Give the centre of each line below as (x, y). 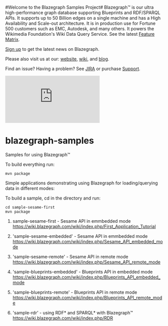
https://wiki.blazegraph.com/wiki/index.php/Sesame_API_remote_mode (87, 262)
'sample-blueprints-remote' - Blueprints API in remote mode (75, 292)
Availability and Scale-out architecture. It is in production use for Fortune (80, 23)
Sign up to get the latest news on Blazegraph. (52, 49)
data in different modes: (30, 188)
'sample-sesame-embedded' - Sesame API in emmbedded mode (80, 236)
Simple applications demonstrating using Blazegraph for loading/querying (82, 183)
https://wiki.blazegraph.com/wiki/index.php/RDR (63, 318)
